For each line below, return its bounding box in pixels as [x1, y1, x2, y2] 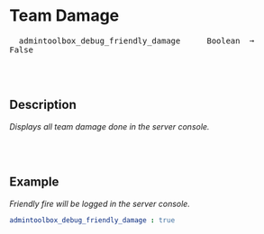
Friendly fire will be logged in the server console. [9, 198, 191, 209]
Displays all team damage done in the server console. [9, 121, 210, 131]
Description [9, 97, 77, 112]
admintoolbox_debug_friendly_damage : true [9, 215, 176, 225]
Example [9, 175, 59, 190]
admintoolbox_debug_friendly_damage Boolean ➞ [18, 35, 255, 46]
